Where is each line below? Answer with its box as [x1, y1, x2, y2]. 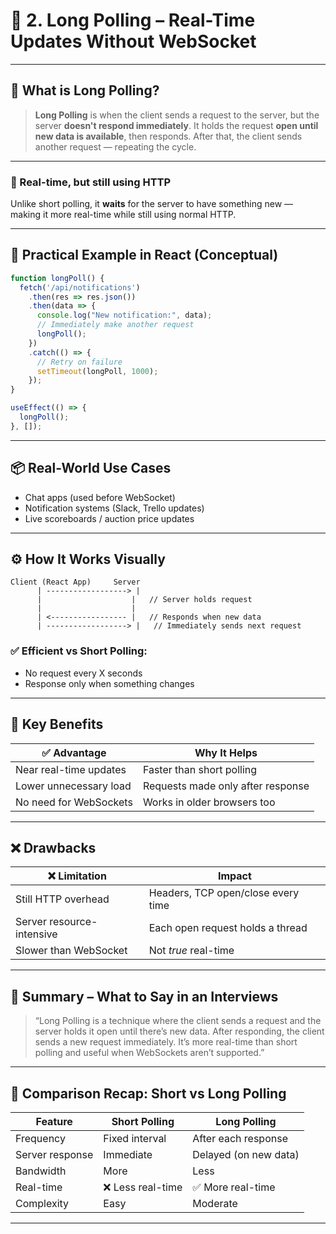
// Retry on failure [36, 357, 123, 367]
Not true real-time [148, 944, 235, 958]
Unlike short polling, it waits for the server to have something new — [10, 198, 294, 210]
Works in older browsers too [142, 795, 276, 809]
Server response [15, 1148, 94, 1162]
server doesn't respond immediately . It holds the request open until [34, 119, 319, 131]
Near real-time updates [15, 762, 127, 776]
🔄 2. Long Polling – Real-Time [10, 9, 256, 32]
